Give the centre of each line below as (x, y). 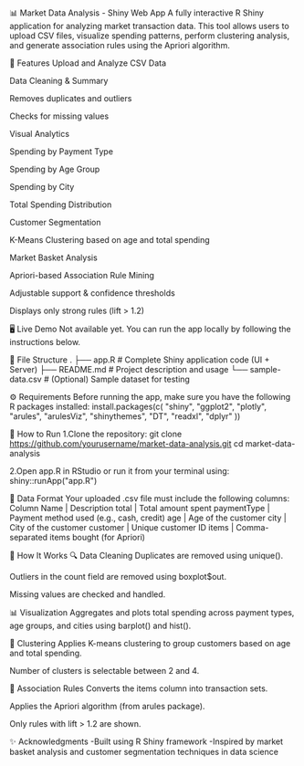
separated (29, 537)
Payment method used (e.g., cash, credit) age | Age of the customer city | (148, 518)
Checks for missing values (59, 116)
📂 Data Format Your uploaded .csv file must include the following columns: (150, 498)
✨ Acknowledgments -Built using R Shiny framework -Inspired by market (147, 741)
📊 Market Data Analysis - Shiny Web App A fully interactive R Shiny (137, 13)
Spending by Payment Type (62, 152)
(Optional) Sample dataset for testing (120, 379)
